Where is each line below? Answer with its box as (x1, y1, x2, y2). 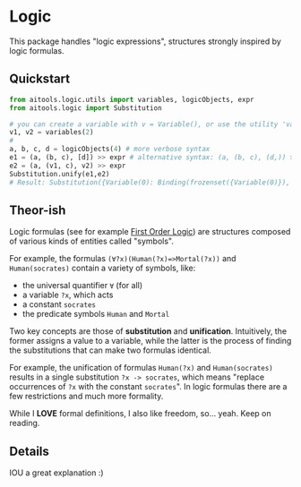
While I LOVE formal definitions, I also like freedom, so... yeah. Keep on (9, 408, 271, 419)
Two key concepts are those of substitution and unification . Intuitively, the (9, 326, 288, 337)
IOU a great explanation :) (9, 467, 105, 478)
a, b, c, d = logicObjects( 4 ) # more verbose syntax (9, 145, 211, 154)
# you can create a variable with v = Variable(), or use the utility (9, 119, 279, 129)
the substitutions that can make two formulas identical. (9, 345, 212, 355)
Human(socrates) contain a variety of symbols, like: (9, 262, 196, 274)
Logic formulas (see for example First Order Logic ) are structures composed (9, 226, 291, 237)
